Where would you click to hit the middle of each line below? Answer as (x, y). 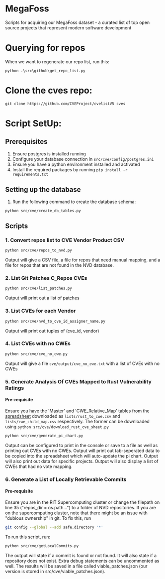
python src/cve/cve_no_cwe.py (37, 354)
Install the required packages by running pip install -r (70, 169)
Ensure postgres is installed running (49, 154)
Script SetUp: (34, 123)
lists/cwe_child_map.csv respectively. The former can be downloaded (78, 421)
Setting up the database (43, 190)
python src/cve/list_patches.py (39, 289)
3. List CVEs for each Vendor (41, 311)
